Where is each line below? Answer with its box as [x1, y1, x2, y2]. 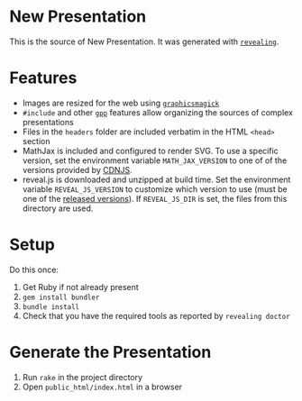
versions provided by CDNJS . [22, 164, 133, 175]
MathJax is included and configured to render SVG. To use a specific [22, 145, 279, 156]
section [22, 135, 50, 146]
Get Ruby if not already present [22, 281, 140, 292]
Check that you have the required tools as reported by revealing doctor [22, 310, 290, 321]
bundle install [22, 302, 80, 312]
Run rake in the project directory [22, 371, 142, 382]
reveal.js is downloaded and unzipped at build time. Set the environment [22, 174, 291, 185]
